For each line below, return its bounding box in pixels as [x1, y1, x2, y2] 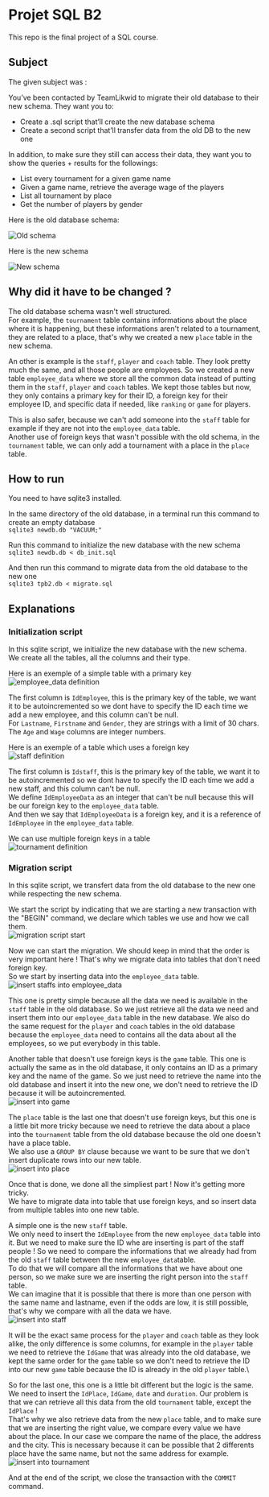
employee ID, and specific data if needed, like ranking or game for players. [8, 399, 251, 408]
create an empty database [8, 518, 96, 527]
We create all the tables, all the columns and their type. [8, 653, 190, 663]
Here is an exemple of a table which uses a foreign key [8, 742, 190, 752]
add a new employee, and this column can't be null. [8, 710, 179, 720]
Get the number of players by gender [19, 199, 143, 209]
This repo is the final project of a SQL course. [8, 32, 159, 42]
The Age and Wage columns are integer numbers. [8, 727, 166, 737]
